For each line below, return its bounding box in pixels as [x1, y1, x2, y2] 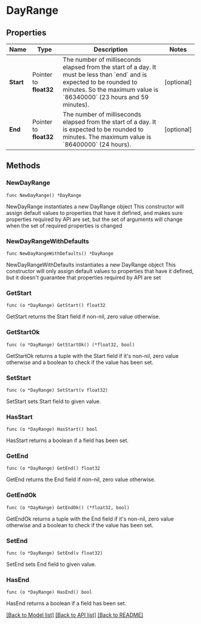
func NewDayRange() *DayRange [6, 192, 82, 198]
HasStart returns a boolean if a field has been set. [6, 437, 129, 444]
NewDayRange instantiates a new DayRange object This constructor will [6, 202, 184, 210]
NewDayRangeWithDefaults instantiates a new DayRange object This [6, 261, 176, 268]
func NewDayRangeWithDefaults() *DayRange [6, 250, 114, 256]
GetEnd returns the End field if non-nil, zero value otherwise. [6, 476, 156, 483]
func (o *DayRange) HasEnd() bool [6, 589, 93, 595]
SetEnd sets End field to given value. [6, 561, 97, 568]
